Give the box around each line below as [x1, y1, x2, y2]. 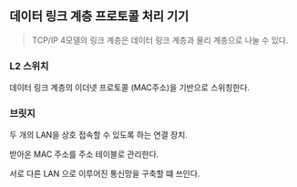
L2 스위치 [9, 59, 49, 72]
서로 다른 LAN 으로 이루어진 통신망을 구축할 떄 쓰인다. [9, 168, 200, 180]
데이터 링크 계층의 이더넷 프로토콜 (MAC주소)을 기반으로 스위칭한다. [9, 82, 251, 93]
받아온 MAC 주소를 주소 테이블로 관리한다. [9, 149, 159, 160]
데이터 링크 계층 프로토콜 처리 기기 [9, 8, 189, 25]
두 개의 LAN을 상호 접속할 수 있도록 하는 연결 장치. [9, 130, 189, 140]
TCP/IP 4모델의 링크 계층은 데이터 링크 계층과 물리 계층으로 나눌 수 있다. [31, 35, 289, 46]
